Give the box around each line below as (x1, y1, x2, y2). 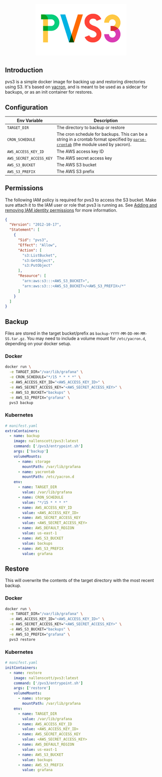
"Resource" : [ (17, 274, 47, 278)
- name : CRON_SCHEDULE (17, 495, 64, 500)
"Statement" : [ (9, 227, 40, 232)
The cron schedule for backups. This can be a (56, 131, 148, 137)
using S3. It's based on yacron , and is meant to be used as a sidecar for (5, 84, 148, 90)
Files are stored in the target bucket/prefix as (5, 330, 95, 336)
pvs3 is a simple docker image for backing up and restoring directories (5, 79, 146, 85)
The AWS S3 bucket (56, 162, 96, 168)
